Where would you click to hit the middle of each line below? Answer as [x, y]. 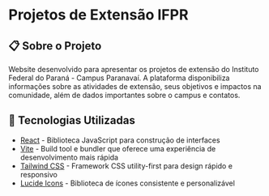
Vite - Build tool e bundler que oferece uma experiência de [118, 148]
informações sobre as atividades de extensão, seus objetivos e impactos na [135, 86]
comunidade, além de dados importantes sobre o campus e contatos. [124, 95]
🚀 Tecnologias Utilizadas [72, 120]
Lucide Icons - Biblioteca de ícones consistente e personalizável [127, 183]
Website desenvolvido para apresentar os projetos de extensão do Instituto [134, 69]
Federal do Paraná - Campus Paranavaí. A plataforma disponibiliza [119, 78]
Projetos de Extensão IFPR [98, 15]
